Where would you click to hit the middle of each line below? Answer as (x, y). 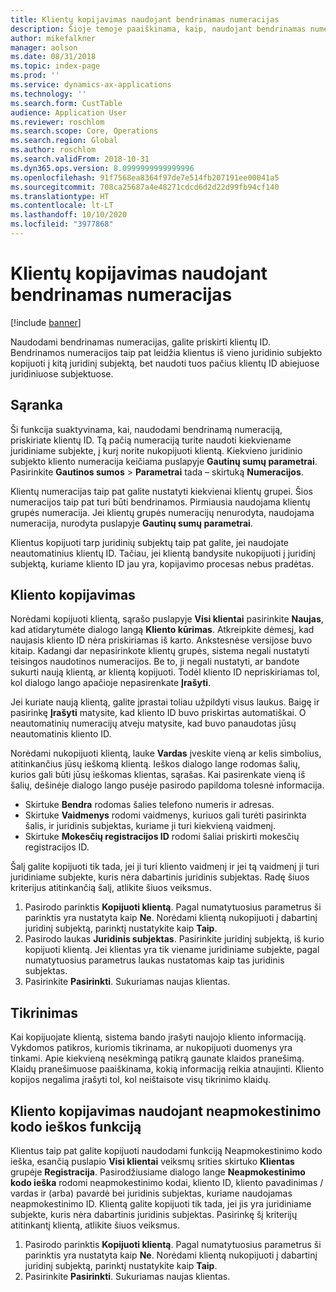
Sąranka (36, 405)
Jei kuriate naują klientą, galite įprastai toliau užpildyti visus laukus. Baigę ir (165, 702)
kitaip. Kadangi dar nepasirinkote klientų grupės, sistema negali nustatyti (160, 651)
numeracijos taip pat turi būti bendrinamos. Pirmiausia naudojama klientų (160, 502)
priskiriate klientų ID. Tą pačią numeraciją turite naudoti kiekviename (151, 440)
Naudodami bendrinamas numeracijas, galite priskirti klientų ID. (140, 342)
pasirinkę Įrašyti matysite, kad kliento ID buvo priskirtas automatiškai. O (158, 713)
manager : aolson (44, 47)
